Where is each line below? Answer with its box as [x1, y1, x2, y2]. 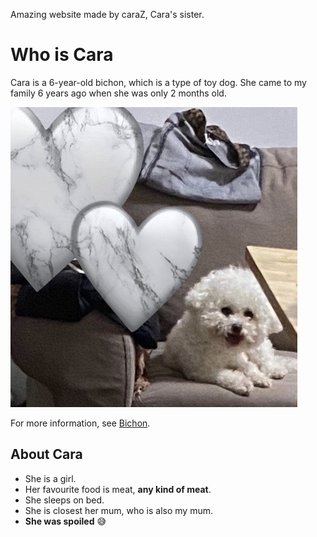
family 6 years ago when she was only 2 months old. [10, 87, 227, 99]
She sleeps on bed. [24, 494, 105, 506]
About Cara [10, 446, 83, 463]
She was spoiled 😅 [24, 515, 107, 527]
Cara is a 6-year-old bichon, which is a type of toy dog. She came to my [10, 76, 307, 88]
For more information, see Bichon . [10, 417, 151, 429]
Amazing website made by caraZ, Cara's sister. [10, 9, 205, 20]
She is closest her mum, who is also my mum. [24, 504, 214, 516]
